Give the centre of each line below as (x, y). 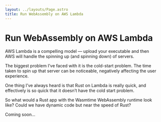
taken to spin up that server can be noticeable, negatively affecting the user (81, 71)
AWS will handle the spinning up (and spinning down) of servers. (70, 57)
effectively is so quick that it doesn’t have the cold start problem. (70, 91)
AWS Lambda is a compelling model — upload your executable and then (77, 51)
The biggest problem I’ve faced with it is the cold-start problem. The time (78, 66)
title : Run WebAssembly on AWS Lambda (44, 14)
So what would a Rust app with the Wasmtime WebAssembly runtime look (79, 100)
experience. (17, 76)
